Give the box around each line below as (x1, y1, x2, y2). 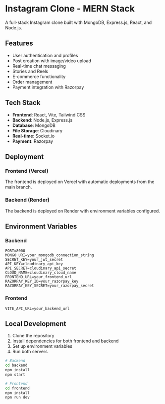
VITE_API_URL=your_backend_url (5, 306, 70, 311)
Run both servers (12, 349, 48, 355)
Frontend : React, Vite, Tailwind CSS (12, 111, 86, 117)
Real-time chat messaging (12, 63, 66, 69)
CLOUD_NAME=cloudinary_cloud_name (5, 270, 77, 275)
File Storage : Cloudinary (12, 127, 63, 133)
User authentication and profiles (12, 52, 78, 58)
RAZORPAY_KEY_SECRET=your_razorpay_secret (5, 283, 94, 289)
